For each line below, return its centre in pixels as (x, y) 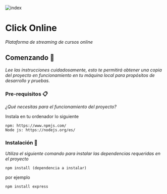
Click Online (31, 28)
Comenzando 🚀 (30, 58)
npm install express (27, 187)
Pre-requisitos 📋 (26, 94)
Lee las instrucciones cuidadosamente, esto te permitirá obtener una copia (84, 70)
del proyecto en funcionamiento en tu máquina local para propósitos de (80, 75)
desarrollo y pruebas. (28, 80)
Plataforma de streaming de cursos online (49, 42)
